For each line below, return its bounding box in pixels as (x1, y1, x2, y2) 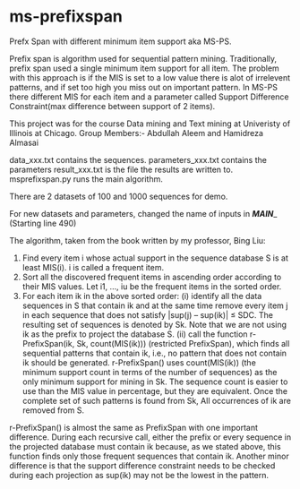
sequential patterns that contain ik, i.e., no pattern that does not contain (21, 347, 287, 358)
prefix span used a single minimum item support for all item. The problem (9, 63, 279, 73)
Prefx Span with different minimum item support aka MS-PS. (9, 36, 232, 47)
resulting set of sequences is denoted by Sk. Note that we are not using (21, 319, 287, 330)
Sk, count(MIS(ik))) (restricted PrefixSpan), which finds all (76, 338, 290, 348)
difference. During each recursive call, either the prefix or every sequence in (9, 432, 292, 442)
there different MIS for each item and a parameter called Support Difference (9, 91, 289, 102)
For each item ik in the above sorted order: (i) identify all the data (21, 290, 262, 301)
